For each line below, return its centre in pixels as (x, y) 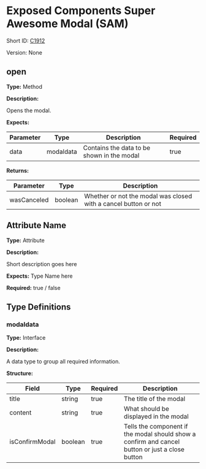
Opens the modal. (29, 110)
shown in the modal (111, 155)
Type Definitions (39, 307)
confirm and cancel (151, 442)
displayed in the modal (156, 416)
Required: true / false (33, 288)
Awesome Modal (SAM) (67, 24)
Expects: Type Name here (40, 276)
